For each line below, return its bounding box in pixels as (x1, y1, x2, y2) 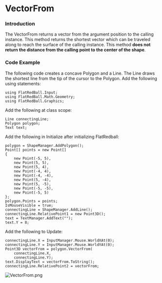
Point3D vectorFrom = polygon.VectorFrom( (5, 246, 93, 251)
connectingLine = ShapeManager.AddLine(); (5, 207, 93, 212)
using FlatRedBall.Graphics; (5, 99, 64, 103)
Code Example (5, 59, 40, 66)
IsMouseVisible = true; (5, 203, 54, 208)
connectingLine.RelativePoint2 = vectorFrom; (5, 263, 99, 268)
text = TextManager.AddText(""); (5, 216, 73, 221)
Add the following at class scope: (5, 107, 72, 113)
